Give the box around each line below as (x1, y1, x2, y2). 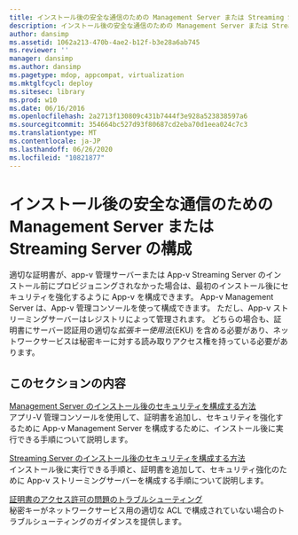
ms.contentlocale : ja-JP (9, 137, 101, 146)
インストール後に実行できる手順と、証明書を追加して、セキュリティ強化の (9, 464, 279, 475)
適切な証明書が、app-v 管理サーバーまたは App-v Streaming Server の (9, 270, 266, 280)
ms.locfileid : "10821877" (9, 153, 105, 162)
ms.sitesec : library (9, 87, 86, 96)
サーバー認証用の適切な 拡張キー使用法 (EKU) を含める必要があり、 (32, 325, 273, 335)
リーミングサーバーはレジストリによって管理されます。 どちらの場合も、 (9, 314, 274, 325)
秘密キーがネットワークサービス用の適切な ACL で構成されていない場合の (9, 505, 278, 515)
